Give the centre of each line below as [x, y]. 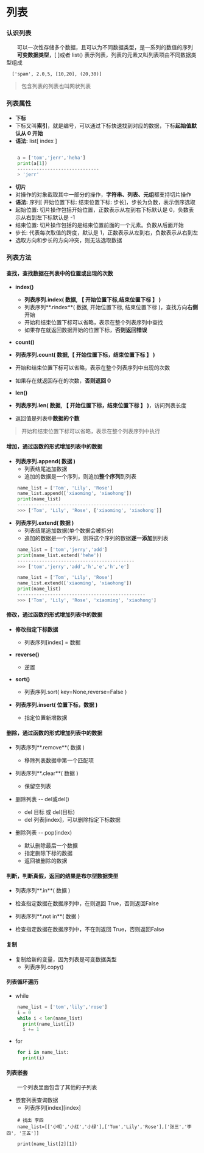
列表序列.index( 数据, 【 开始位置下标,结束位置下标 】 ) [93, 300]
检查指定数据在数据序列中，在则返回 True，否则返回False [87, 903]
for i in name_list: [43, 1053]
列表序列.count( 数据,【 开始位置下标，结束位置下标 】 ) [85, 355]
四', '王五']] [23, 1134]
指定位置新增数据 [46, 718]
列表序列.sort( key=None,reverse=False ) [76, 692]
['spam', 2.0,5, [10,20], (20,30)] [57, 74]
